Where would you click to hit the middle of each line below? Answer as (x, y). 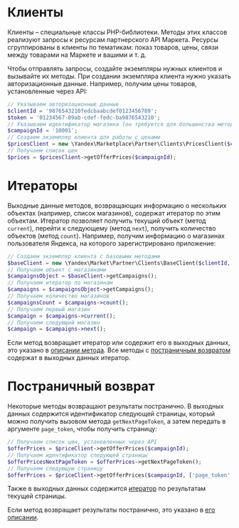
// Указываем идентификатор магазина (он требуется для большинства (111, 124)
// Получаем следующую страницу (55, 468)
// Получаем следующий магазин (54, 322)
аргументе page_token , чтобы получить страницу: (83, 429)
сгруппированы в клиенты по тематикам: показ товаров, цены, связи (113, 47)
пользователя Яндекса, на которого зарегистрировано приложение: (112, 243)
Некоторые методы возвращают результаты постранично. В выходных (116, 406)
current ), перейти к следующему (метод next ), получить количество (112, 228)
